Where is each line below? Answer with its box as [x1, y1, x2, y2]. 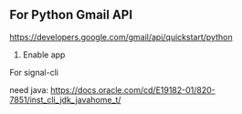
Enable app [22, 49, 66, 60]
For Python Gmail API [9, 7, 133, 23]
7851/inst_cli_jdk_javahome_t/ [9, 94, 121, 105]
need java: [9, 84, 48, 95]
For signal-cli [9, 67, 59, 78]
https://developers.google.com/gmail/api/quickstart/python [9, 31, 233, 42]
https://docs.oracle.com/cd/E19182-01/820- [49, 84, 216, 95]
